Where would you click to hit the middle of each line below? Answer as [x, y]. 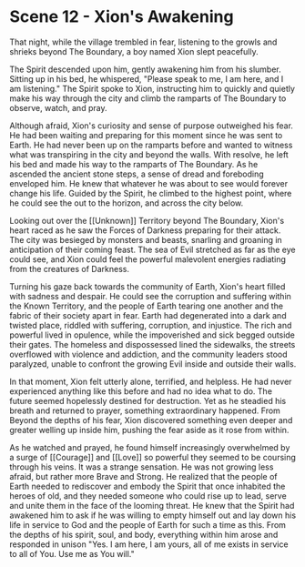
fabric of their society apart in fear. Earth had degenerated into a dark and [148, 315]
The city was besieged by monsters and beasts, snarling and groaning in [146, 239]
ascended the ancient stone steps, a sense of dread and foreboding [137, 174]
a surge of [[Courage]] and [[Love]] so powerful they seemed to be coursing [152, 457]
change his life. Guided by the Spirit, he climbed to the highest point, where [151, 193]
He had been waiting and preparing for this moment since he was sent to [146, 135]
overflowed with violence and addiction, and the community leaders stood [149, 354]
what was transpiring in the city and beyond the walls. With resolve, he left [149, 154]
